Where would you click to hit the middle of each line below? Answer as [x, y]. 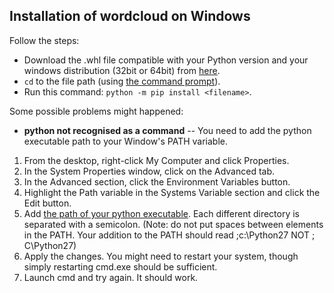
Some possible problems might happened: [96, 111]
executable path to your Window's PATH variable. [125, 141]
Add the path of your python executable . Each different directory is [162, 213]
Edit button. [47, 203]
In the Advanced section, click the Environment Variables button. [157, 181]
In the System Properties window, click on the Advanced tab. [149, 171]
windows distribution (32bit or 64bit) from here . [122, 70]
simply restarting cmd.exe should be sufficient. [120, 266]
